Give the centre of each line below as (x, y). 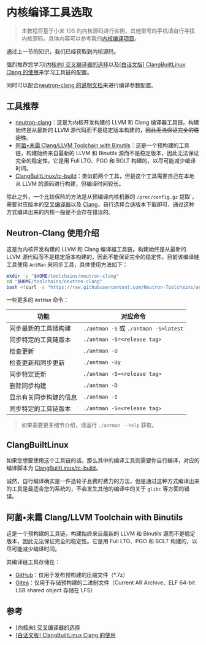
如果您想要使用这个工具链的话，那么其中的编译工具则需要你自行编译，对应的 (103, 460)
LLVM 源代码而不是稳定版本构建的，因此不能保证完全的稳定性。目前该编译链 (103, 257)
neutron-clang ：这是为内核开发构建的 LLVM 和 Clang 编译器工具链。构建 (107, 122)
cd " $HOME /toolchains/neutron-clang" (55, 282)
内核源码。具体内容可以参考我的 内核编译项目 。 (80, 38)
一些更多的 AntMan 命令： (38, 300)
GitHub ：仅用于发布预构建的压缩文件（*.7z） (72, 574)
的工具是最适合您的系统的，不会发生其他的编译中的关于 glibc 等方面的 (95, 489)
